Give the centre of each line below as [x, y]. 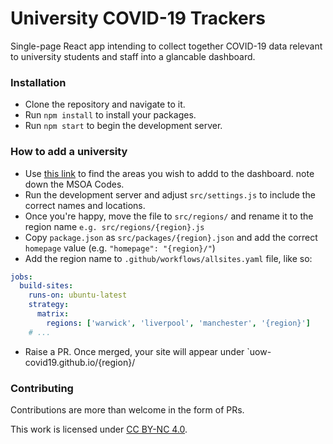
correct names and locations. [85, 205]
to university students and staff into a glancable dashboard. [133, 56]
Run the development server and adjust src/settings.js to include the [170, 194]
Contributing [42, 388]
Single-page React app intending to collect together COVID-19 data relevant [166, 46]
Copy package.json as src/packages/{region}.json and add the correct [171, 237]
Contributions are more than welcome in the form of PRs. [127, 409]
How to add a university [69, 152]
